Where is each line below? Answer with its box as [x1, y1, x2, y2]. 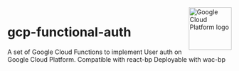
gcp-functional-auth [7, 24, 132, 40]
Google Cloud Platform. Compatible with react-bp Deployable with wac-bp [7, 55, 226, 63]
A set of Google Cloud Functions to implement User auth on [7, 48, 183, 56]
